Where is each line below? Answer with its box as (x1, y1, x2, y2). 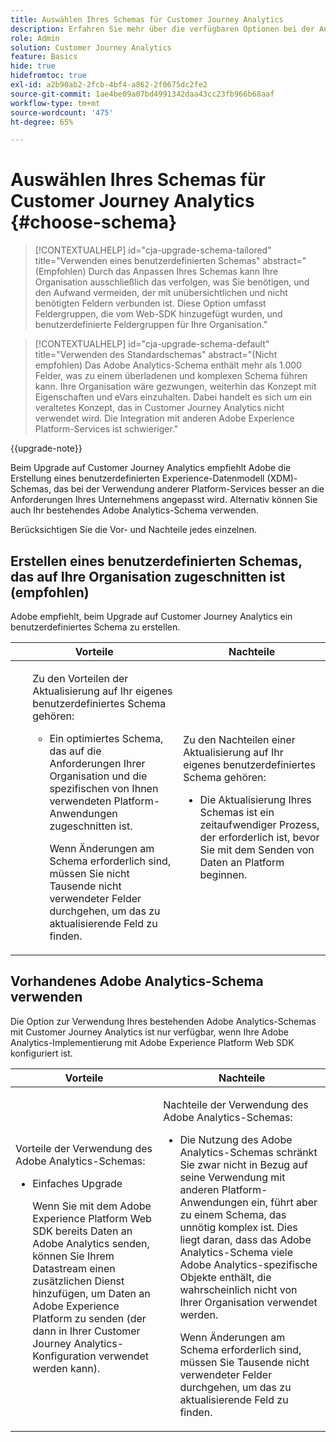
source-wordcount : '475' (10, 107, 114, 118)
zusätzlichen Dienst (32, 1274, 125, 1288)
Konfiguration (32, 1349, 97, 1363)
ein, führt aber (251, 1195, 318, 1209)
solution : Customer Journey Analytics (10, 42, 172, 53)
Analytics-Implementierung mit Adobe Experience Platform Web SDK (10, 1036, 295, 1048)
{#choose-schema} (10, 211, 178, 234)
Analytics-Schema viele (179, 1245, 294, 1259)
